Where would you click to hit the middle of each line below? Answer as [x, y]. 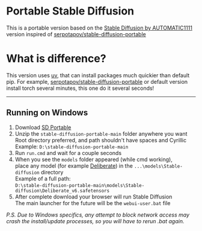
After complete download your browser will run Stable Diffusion [93, 197]
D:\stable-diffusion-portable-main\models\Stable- [80, 185]
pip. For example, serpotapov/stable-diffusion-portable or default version [97, 81]
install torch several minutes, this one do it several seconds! [80, 88]
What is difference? [56, 59]
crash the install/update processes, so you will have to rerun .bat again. [95, 221]
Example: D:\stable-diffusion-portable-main [72, 147]
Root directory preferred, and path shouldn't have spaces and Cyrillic [101, 140]
